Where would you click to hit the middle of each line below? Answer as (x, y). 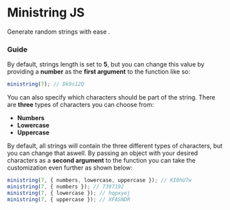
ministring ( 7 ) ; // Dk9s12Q (46, 84)
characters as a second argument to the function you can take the (101, 161)
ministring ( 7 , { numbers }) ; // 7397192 (66, 187)
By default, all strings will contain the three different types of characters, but (115, 146)
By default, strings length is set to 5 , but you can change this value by (106, 65)
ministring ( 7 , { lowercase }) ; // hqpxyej (69, 193)
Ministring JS (46, 13)
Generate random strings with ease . (59, 32)
